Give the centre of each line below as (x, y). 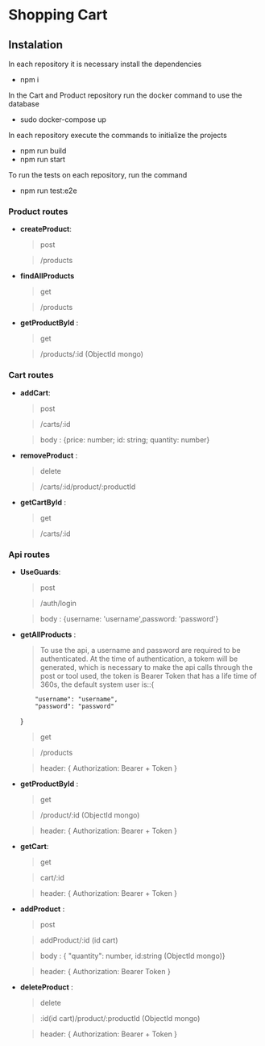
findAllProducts (47, 276)
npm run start (43, 159)
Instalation (35, 45)
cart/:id (52, 877)
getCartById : (43, 502)
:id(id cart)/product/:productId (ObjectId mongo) (120, 1018)
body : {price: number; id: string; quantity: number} (125, 439)
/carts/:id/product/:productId (88, 487)
